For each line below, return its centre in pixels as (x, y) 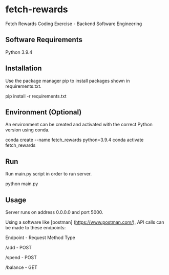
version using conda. (27, 130)
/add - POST (18, 248)
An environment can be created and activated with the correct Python (79, 125)
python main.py (22, 184)
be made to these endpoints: (36, 228)
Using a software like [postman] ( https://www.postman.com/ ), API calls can (85, 222)
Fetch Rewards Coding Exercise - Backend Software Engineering (74, 24)
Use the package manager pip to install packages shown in (68, 81)
